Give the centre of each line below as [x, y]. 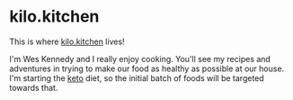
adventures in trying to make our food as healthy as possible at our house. [147, 68]
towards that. [34, 87]
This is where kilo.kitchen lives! [67, 41]
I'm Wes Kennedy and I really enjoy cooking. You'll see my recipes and [140, 59]
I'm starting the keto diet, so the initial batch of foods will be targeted [137, 77]
